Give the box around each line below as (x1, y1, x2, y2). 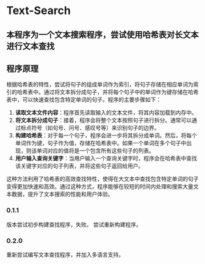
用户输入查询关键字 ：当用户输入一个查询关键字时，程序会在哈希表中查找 (15, 155, 197, 162)
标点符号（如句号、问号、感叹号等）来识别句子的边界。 (20, 124, 160, 132)
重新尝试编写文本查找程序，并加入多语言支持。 (6, 251, 124, 258)
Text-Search (6, 4, 71, 18)
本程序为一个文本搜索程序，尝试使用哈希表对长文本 (6, 29, 199, 40)
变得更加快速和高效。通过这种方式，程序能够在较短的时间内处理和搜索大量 (6, 183, 193, 190)
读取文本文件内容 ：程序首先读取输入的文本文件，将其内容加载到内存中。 (15, 109, 197, 116)
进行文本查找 (6, 41, 55, 51)
